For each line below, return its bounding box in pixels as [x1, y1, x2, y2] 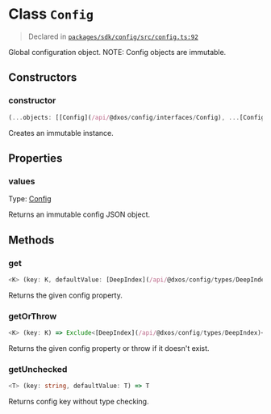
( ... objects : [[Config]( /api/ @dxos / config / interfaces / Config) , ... [8, 113, 240, 121]
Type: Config [8, 194, 52, 204]
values [8, 175, 35, 187]
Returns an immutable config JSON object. [8, 209, 151, 219]
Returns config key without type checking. [8, 397, 149, 407]
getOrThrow [8, 310, 57, 322]
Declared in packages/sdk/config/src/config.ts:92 [27, 32, 199, 41]
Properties [8, 151, 63, 165]
